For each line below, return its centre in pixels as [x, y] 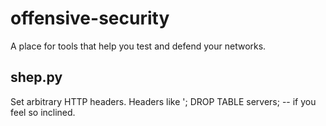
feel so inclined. [43, 112]
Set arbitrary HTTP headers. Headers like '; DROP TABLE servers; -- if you [163, 101]
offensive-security [90, 18]
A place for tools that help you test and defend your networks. [138, 46]
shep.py [36, 77]
